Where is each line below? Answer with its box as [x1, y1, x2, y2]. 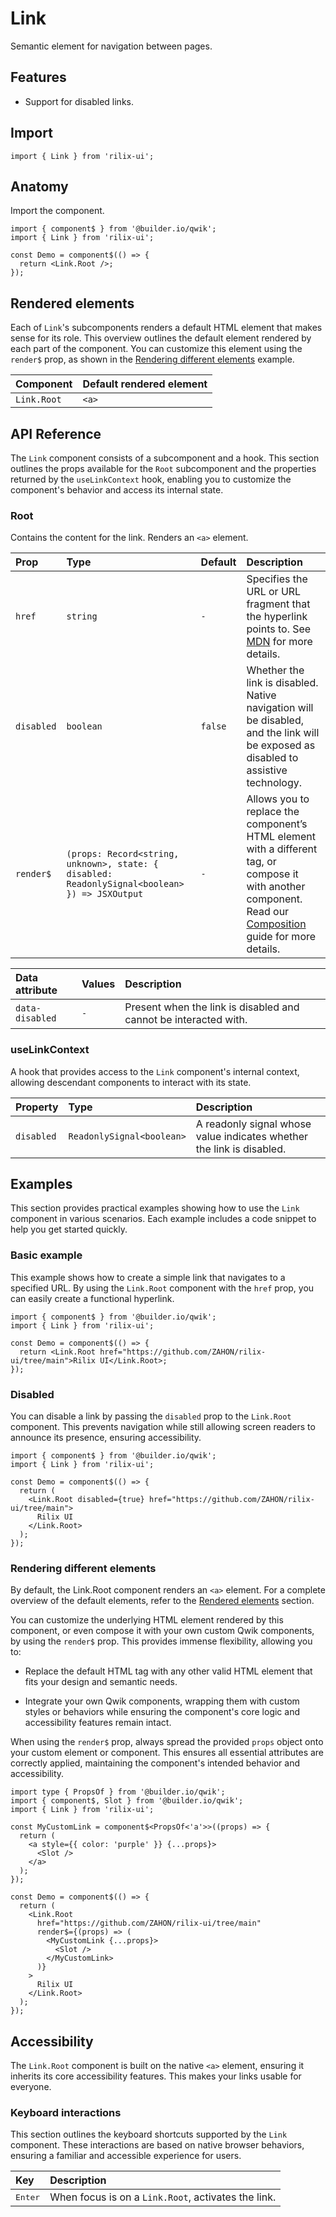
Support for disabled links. [24, 95, 134, 107]
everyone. [10, 2081, 52, 2093]
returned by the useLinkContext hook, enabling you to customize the [10, 473, 292, 485]
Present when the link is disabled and [124, 1000, 300, 1014]
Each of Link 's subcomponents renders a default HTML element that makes [10, 322, 323, 334]
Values [81, 977, 116, 991]
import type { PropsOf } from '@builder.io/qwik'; [10, 1787, 226, 1797]
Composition [246, 917, 307, 931]
